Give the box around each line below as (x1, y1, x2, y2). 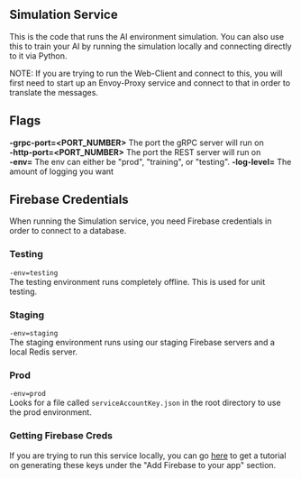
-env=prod (9, 390, 47, 399)
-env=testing (9, 268, 59, 278)
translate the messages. (9, 87, 99, 97)
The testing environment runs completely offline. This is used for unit (9, 276, 266, 287)
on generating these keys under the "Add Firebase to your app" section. (9, 459, 277, 470)
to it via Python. (9, 50, 68, 61)
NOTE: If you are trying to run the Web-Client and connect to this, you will (9, 68, 283, 78)
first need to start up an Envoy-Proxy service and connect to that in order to (9, 77, 291, 88)
